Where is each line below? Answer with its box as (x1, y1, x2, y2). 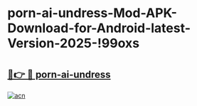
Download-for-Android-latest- (7, 20, 191, 36)
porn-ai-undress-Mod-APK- (7, 5, 178, 21)
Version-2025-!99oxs (7, 36, 140, 51)
